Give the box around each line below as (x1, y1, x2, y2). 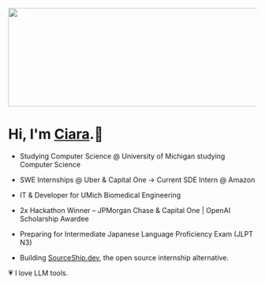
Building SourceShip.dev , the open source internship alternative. (19, 252, 230, 262)
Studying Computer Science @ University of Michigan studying (19, 151, 226, 161)
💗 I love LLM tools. (8, 268, 69, 278)
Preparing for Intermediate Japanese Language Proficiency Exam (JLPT (19, 229, 254, 238)
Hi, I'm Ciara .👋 (8, 125, 104, 144)
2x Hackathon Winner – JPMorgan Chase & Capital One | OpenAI (19, 205, 231, 215)
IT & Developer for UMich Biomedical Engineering (19, 190, 181, 200)
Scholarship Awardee (19, 214, 89, 223)
